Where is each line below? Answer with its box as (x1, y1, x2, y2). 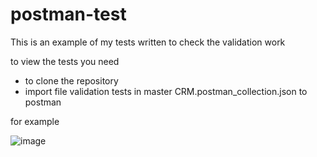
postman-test (10, 3, 127, 26)
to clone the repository (24, 74, 119, 87)
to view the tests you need (10, 55, 120, 67)
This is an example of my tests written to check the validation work (10, 36, 286, 48)
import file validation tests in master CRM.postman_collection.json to (24, 85, 308, 97)
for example (10, 115, 60, 127)
